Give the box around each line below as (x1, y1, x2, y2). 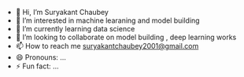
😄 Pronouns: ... (15, 53, 67, 62)
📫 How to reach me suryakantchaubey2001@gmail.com (15, 42, 199, 50)
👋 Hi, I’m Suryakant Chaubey (15, 8, 109, 16)
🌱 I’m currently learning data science (15, 24, 135, 33)
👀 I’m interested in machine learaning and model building (15, 16, 200, 25)
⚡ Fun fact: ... (15, 61, 59, 71)
